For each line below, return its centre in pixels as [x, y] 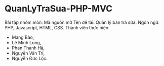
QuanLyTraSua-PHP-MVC [59, 9]
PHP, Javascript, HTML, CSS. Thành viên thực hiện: [57, 27]
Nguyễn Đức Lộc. [30, 58]
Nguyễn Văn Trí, [28, 53]
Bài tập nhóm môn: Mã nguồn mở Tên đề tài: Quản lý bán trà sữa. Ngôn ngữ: [82, 22]
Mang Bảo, [23, 37]
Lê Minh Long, [26, 42]
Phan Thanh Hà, [28, 48]
